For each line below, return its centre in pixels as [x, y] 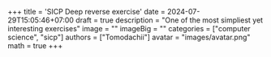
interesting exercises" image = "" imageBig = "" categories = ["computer [129, 28]
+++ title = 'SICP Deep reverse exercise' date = [86, 12]
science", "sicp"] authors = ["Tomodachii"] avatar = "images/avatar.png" [129, 37]
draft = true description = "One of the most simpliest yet [170, 20]
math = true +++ [35, 46]
